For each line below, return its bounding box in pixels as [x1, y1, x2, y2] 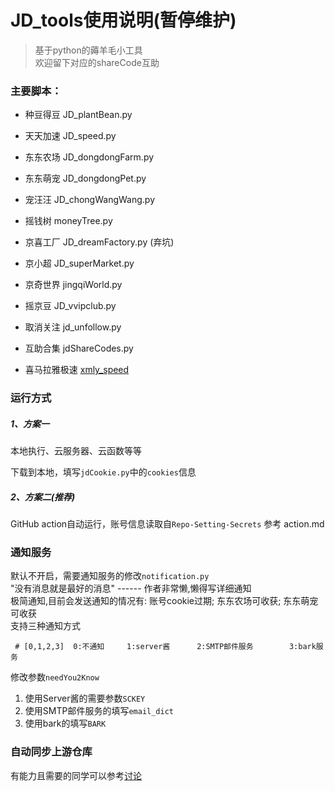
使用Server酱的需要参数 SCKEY [24, 692, 146, 705]
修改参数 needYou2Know [10, 671, 100, 683]
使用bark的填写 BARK [24, 717, 107, 730]
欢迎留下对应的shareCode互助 [34, 56, 160, 68]
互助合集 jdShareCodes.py [24, 342, 134, 355]
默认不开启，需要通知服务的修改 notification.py [10, 570, 210, 582]
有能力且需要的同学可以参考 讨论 [10, 769, 142, 781]
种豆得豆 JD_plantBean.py [24, 109, 133, 121]
